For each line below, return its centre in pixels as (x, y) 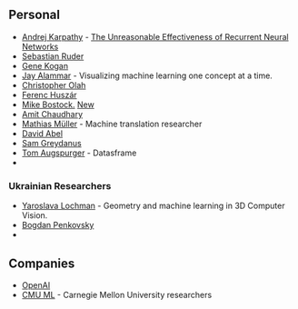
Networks (40, 46)
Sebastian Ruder (53, 56)
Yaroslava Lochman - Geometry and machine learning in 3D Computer (153, 206)
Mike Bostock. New (58, 105)
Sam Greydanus (52, 143)
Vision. (35, 215)
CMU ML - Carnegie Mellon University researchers (117, 294)
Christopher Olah (54, 85)
